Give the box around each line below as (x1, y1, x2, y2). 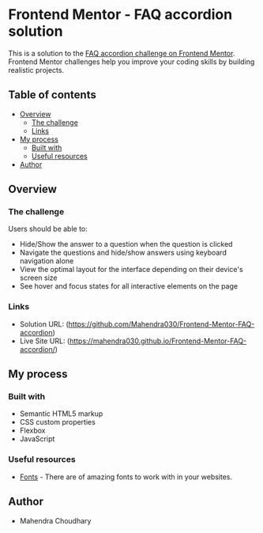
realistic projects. (8, 65, 65, 74)
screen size (19, 273, 58, 282)
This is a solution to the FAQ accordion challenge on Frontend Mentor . (8, 48, 235, 58)
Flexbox (19, 425, 46, 436)
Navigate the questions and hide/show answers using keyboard (19, 248, 227, 258)
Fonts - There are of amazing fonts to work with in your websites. (19, 472, 233, 482)
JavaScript (19, 434, 55, 444)
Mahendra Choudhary (19, 516, 92, 525)
